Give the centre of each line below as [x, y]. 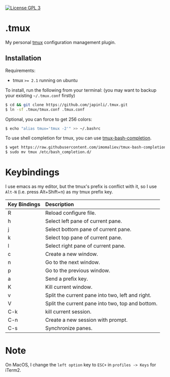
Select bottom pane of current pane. [88, 230]
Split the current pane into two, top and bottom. [101, 304]
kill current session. [68, 312]
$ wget [12, 147]
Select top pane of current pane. [84, 238]
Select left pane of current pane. [84, 221]
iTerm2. [13, 370]
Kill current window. [69, 287]
